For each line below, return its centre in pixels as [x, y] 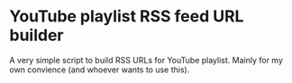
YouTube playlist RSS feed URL [127, 17]
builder [36, 35]
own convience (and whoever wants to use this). [100, 70]
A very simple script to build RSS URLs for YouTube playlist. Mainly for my [146, 60]
